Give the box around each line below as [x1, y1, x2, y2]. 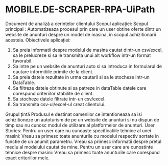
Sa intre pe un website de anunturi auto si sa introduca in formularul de [12, 63, 162, 69]
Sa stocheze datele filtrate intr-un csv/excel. [12, 96, 106, 102]
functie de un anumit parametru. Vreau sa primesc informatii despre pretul [5, 138, 162, 145]
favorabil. [12, 57, 33, 64]
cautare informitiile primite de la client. [12, 68, 93, 75]
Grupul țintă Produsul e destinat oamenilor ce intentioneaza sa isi [5, 111, 142, 117]
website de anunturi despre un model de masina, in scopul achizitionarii [5, 31, 156, 37]
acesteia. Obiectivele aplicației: [5, 37, 71, 43]
